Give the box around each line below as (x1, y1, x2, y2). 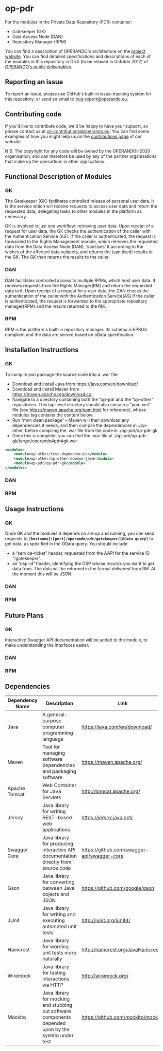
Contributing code (5, 110, 62, 118)
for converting (42, 879, 75, 885)
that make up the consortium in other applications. (5, 158, 106, 164)
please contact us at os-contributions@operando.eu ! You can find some (5, 128, 149, 134)
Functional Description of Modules (5, 172, 112, 181)
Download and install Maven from (12, 386, 80, 392)
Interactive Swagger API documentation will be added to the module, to (5, 637, 148, 643)
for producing (42, 840, 74, 847)
